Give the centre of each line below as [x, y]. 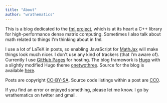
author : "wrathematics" [30, 14]
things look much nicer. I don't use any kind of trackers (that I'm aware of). [82, 54]
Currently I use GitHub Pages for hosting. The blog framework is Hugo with [83, 59]
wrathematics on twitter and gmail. [41, 95]
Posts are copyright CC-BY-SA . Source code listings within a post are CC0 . [83, 80]
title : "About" [21, 10]
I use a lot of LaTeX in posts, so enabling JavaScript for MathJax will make [82, 49]
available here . [20, 70]
